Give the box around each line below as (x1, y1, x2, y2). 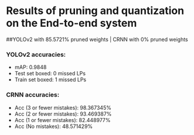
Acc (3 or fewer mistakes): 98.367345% (14, 104, 111, 111)
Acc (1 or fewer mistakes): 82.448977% (14, 116, 111, 123)
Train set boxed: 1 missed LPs (14, 76, 87, 83)
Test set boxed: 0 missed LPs (14, 70, 86, 77)
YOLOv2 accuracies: (6, 50, 66, 58)
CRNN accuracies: (6, 91, 60, 99)
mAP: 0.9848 (14, 64, 47, 71)
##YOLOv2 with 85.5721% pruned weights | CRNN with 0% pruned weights (6, 36, 189, 43)
